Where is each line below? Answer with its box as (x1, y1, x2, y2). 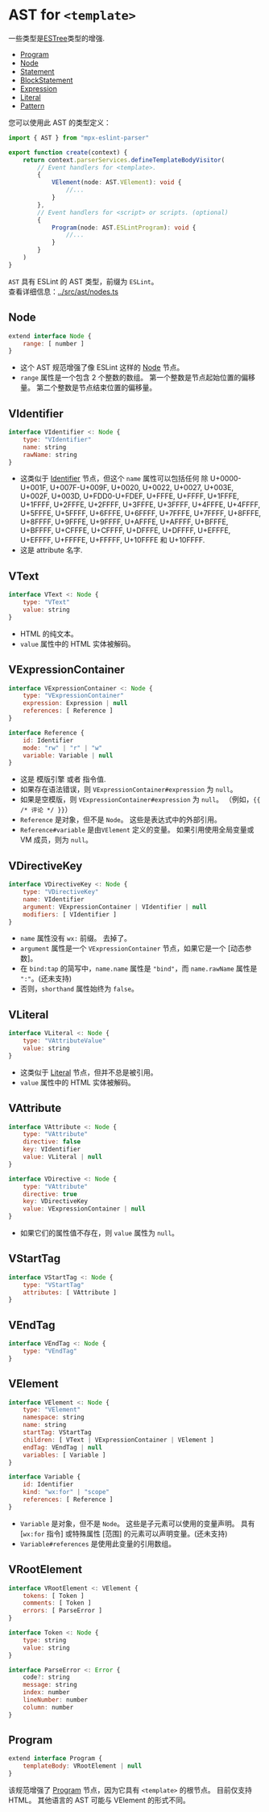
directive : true (23, 1189, 78, 1198)
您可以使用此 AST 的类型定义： (8, 117, 111, 127)
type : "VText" (23, 598, 70, 606)
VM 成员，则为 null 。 (19, 835, 93, 845)
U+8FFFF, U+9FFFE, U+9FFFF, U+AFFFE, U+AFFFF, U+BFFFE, (19, 517, 229, 526)
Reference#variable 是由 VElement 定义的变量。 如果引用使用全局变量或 (19, 825, 255, 835)
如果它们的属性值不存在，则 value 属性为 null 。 (19, 1228, 180, 1237)
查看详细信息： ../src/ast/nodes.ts (8, 287, 119, 296)
